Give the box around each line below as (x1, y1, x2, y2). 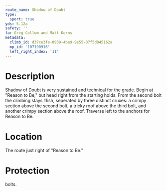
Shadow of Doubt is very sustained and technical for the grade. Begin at (5, 87, 154, 93)
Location (5, 131, 42, 142)
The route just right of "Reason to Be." (5, 148, 83, 154)
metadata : (5, 35, 26, 40)
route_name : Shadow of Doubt (5, 7, 66, 12)
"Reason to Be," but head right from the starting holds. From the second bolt (5, 92, 162, 98)
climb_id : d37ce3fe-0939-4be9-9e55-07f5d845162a (9, 40, 113, 45)
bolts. (5, 182, 17, 188)
